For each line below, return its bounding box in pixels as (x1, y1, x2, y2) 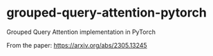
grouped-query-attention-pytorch (6, 5, 207, 21)
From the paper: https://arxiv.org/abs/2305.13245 (6, 41, 147, 49)
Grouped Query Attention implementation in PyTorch (6, 28, 156, 36)
